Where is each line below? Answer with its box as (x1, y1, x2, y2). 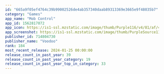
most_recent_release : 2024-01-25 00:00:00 (5, 48, 93, 53)
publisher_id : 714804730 (5, 35, 56, 39)
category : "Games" (5, 12, 42, 17)
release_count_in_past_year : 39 (5, 52, 71, 57)
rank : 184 (5, 43, 25, 48)
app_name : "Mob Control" (5, 16, 56, 21)
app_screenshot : (5, 30, 38, 35)
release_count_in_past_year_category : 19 (5, 57, 91, 62)
